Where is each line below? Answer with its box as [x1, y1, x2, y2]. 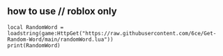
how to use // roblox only [7, 6, 117, 17]
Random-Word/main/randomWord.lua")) [7, 36, 114, 43]
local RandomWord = [7, 24, 64, 30]
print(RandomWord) [7, 41, 61, 49]
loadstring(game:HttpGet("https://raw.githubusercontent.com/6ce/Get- [7, 30, 217, 37]
